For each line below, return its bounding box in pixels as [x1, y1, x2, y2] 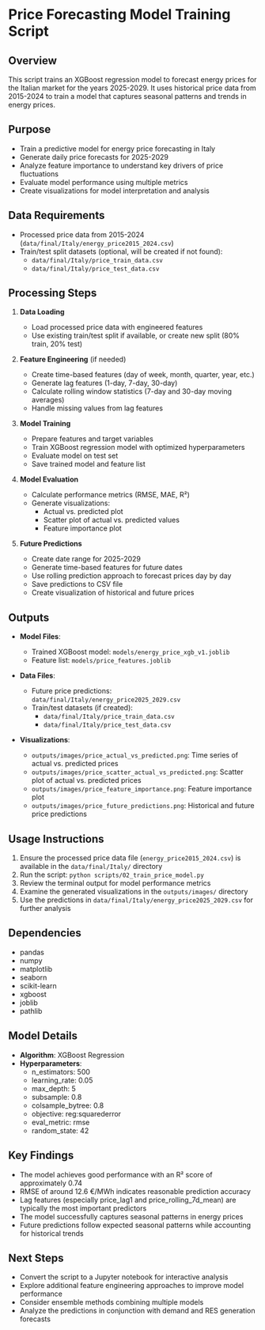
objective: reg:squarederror [31, 1109, 121, 1118]
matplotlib [19, 964, 53, 973]
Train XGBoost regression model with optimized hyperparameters [31, 443, 245, 452]
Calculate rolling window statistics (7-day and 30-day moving [31, 387, 232, 396]
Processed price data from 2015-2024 [19, 229, 145, 239]
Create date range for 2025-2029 [31, 554, 141, 564]
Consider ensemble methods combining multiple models [19, 1298, 204, 1307]
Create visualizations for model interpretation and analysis [19, 186, 210, 195]
